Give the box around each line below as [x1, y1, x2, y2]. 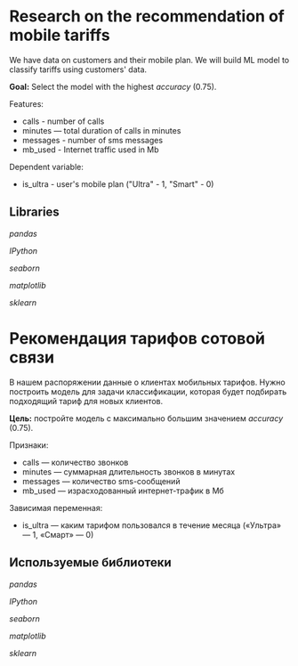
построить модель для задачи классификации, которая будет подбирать [9, 386, 287, 397]
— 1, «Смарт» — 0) [21, 529, 94, 540]
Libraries [9, 205, 60, 220]
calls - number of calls [21, 116, 105, 126]
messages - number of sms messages [21, 134, 163, 145]
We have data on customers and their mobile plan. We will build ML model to [9, 54, 290, 65]
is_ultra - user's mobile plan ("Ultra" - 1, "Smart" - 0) [21, 178, 214, 189]
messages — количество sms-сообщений [21, 475, 181, 486]
